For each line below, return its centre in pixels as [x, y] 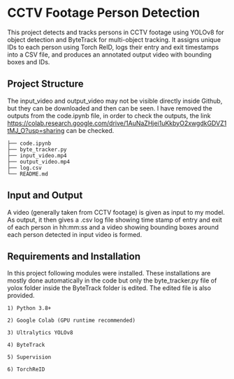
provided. [21, 296]
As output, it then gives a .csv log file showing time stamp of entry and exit [115, 220]
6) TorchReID [26, 370]
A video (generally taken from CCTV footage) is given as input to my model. [116, 212]
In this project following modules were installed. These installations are [109, 273]
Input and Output [45, 195]
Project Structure [45, 84]
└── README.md [28, 174]
